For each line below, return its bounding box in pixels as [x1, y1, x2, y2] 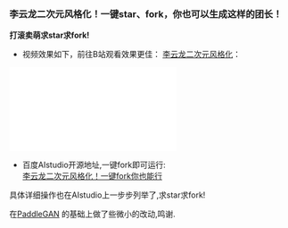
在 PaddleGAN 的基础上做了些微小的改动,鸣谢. [9, 208, 176, 220]
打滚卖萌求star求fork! [9, 30, 90, 41]
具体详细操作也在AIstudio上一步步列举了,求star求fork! [9, 190, 206, 200]
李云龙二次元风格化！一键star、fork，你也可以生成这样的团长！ [9, 7, 283, 20]
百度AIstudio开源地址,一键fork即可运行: [21, 159, 167, 171]
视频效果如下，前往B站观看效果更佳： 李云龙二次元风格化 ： [21, 49, 241, 60]
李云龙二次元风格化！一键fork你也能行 [21, 171, 163, 182]
